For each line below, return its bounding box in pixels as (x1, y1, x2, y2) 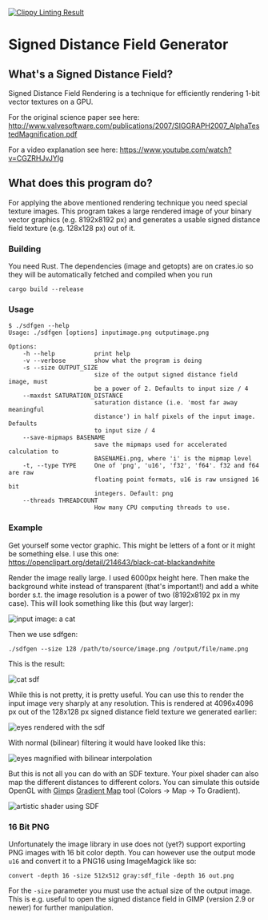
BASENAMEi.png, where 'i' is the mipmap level (94, 455, 252, 463)
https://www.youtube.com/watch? (119, 145, 232, 154)
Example (8, 522, 43, 533)
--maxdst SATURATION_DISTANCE (22, 392, 124, 400)
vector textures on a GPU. (8, 97, 94, 106)
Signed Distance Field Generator (8, 36, 229, 54)
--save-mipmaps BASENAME (22, 434, 106, 442)
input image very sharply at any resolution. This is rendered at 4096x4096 (8, 698, 254, 707)
